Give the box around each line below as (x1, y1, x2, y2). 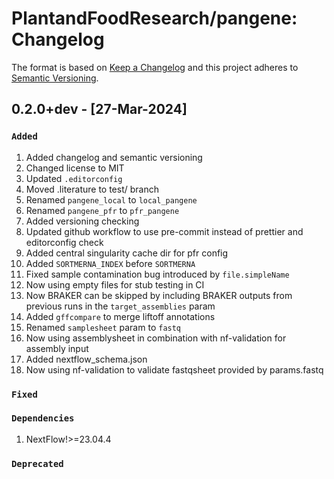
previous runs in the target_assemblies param (25, 300, 216, 312)
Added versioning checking (25, 215, 140, 227)
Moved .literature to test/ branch (25, 183, 159, 195)
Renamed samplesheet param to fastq (25, 321, 182, 333)
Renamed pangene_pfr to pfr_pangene (25, 204, 180, 216)
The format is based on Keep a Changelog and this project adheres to (11, 61, 299, 73)
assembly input (25, 342, 89, 354)
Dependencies (11, 413, 75, 424)
